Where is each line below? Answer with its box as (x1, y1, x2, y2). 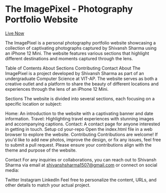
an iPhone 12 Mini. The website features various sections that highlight (5, 50, 150, 56)
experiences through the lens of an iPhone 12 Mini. (5, 86, 109, 92)
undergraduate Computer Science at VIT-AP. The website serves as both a (5, 76, 158, 81)
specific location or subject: (5, 101, 62, 107)
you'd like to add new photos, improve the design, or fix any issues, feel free (5, 137, 161, 143)
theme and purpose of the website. (5, 147, 77, 153)
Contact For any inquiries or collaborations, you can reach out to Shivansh (5, 156, 157, 162)
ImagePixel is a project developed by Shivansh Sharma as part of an (5, 70, 144, 76)
